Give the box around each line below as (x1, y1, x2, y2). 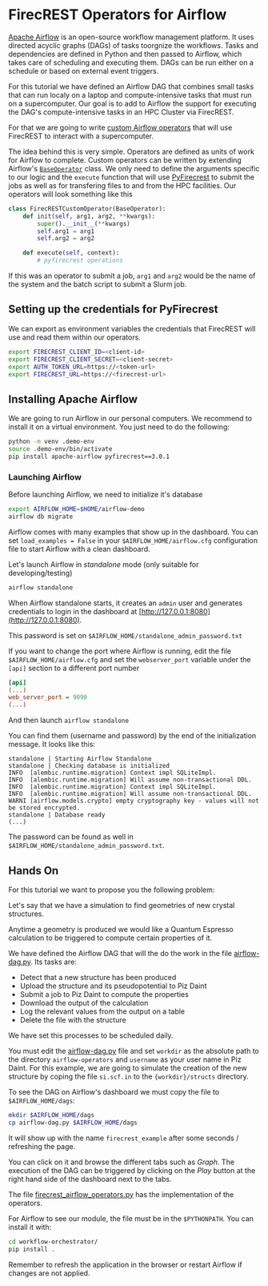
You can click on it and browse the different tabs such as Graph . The (8, 1157, 234, 1167)
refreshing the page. (8, 1141, 76, 1151)
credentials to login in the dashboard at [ (8, 606, 142, 616)
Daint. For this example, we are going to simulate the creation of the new (8, 1063, 247, 1073)
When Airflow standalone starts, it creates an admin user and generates (8, 598, 242, 608)
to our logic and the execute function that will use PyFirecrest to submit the (8, 172, 254, 182)
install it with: (8, 1222, 52, 1232)
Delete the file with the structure (19, 1015, 126, 1025)
